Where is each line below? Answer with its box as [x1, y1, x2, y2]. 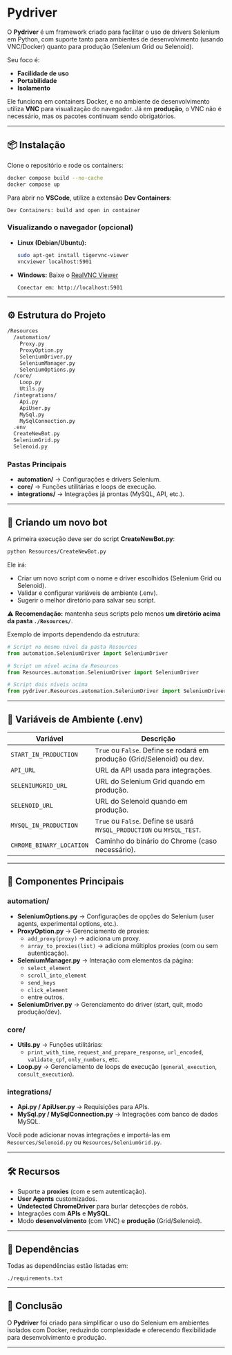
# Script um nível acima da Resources [7, 662, 119, 670]
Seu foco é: [7, 55, 40, 64]
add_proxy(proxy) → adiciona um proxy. [27, 934, 141, 942]
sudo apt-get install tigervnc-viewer [17, 252, 129, 258]
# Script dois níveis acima [7, 681, 88, 688]
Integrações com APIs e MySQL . [17, 1209, 111, 1217]
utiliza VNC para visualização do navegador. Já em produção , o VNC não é [7, 104, 222, 113]
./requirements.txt [7, 1275, 64, 1282]
